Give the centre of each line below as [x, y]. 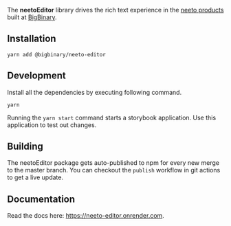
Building [25, 147]
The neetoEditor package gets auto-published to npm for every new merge [113, 163]
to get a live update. [35, 177]
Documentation [41, 199]
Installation [32, 39]
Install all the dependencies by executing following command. [95, 92]
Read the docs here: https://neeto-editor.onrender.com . [86, 216]
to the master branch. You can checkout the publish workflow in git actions [114, 170]
